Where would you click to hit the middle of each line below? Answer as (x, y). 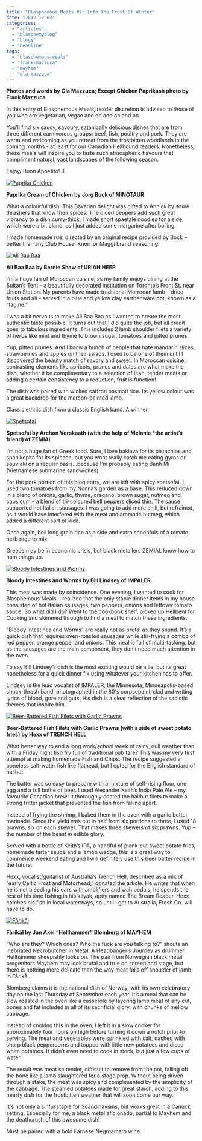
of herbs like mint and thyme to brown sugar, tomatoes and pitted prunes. (97, 336)
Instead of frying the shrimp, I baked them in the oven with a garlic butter (97, 815)
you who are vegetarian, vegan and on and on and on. (73, 116)
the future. (19, 865)
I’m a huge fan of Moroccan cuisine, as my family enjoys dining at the (93, 279)
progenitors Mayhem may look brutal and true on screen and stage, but (95, 964)
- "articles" (28, 29)
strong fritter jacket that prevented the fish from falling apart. (82, 803)
